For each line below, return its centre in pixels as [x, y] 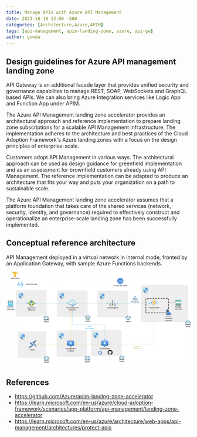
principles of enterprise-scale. [43, 146]
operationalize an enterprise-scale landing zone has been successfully [91, 218]
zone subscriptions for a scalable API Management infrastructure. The [91, 127]
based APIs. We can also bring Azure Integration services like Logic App [93, 97]
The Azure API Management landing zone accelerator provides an [86, 115]
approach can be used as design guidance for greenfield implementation [94, 163]
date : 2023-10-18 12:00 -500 [42, 18]
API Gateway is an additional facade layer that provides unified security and [97, 84]
